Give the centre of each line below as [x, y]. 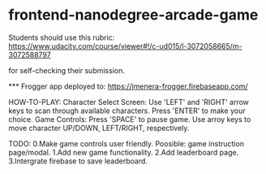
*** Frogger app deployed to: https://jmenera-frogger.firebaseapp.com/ [129, 86]
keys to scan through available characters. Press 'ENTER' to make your [127, 111]
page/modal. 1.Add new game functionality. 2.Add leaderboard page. [124, 152]
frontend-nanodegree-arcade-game [133, 15]
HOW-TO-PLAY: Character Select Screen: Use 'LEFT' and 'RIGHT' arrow [129, 102]
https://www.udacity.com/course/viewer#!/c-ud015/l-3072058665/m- [125, 46]
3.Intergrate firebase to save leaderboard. [78, 161]
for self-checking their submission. [67, 70]
